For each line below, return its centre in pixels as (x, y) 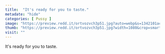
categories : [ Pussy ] (28, 19)
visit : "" (15, 32)
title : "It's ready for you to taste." (47, 10)
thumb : (12, 28)
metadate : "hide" (23, 14)
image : (12, 23)
